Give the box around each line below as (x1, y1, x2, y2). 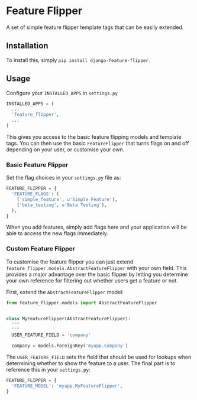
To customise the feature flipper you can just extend (6, 258, 134, 265)
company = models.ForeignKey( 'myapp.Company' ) (11, 343, 128, 349)
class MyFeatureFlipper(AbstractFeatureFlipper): (6, 316, 131, 321)
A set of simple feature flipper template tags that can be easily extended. (6, 24, 184, 31)
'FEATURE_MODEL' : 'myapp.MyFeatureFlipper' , (11, 383, 123, 389)
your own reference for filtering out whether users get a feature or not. (6, 277, 179, 284)
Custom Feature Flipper (6, 245, 76, 253)
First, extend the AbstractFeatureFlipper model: (6, 288, 124, 295)
